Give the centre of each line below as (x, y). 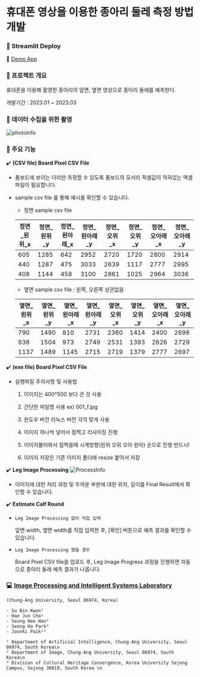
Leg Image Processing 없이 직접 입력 (58, 518)
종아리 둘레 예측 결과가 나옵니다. (63, 569)
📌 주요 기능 (21, 149)
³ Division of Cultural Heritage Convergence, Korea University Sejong (97, 663)
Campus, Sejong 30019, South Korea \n (54, 668)
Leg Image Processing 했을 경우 (52, 550)
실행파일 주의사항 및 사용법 (46, 381)
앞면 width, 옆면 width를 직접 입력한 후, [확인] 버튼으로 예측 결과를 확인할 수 (103, 530)
